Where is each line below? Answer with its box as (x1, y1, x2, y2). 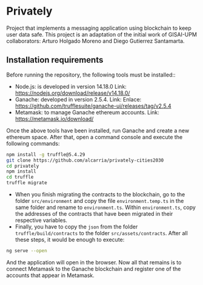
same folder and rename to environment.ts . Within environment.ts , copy (15, 204, 196, 211)
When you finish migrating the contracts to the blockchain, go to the (15, 191, 185, 198)
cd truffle (6, 174, 34, 180)
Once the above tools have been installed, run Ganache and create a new (6, 126, 190, 134)
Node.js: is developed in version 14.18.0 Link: (15, 83, 127, 90)
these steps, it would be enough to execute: (15, 236, 125, 243)
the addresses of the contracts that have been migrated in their (15, 210, 173, 217)
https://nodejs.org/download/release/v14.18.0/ (15, 89, 130, 97)
